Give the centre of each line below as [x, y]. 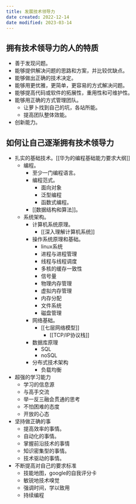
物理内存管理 [56, 283]
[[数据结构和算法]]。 [56, 210]
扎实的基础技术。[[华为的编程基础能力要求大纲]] [72, 158]
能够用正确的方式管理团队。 [48, 100]
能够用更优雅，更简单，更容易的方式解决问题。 [71, 86]
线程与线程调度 [59, 261]
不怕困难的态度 [41, 407]
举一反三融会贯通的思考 [52, 399]
